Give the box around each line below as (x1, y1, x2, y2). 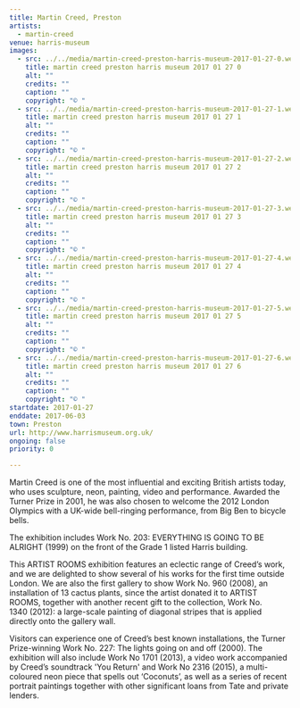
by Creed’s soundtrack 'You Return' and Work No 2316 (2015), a (9, 662, 245, 672)
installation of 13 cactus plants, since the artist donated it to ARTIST (9, 587, 258, 598)
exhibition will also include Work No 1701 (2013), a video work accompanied (9, 653, 287, 663)
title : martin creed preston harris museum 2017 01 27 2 (25, 162, 242, 171)
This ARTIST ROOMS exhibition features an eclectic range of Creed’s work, (9, 559, 286, 570)
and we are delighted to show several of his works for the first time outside (9, 569, 285, 579)
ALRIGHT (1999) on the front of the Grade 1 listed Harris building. (9, 542, 248, 553)
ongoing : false (9, 437, 66, 446)
